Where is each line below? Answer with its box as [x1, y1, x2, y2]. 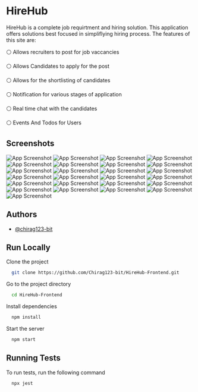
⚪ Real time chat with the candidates [6, 105, 98, 112]
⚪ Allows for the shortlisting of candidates [6, 76, 111, 84]
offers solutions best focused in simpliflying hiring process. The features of [6, 30, 190, 37]
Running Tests [6, 353, 61, 363]
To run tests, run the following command [6, 369, 105, 376]
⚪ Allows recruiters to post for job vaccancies [6, 48, 120, 55]
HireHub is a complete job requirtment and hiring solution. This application [6, 24, 188, 31]
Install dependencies [6, 303, 58, 310]
